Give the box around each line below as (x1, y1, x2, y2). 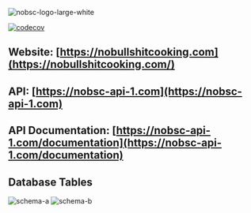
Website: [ (8, 46, 61, 59)
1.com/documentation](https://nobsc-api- (8, 136, 222, 150)
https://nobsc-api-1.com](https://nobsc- (35, 84, 243, 98)
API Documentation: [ (8, 124, 116, 137)
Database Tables (8, 175, 93, 189)
